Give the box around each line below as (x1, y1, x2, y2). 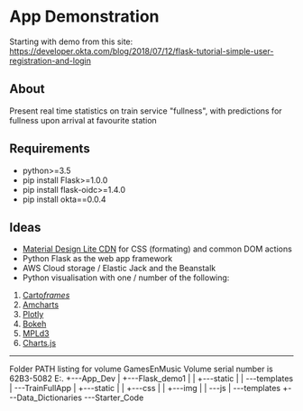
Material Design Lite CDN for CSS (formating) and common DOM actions (22, 243, 293, 254)
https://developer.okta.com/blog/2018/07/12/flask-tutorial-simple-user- (9, 45, 274, 56)
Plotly (22, 309, 44, 320)
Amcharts (22, 299, 60, 310)
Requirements (9, 142, 90, 157)
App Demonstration (9, 6, 160, 27)
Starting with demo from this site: (9, 36, 133, 47)
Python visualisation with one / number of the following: (22, 272, 230, 283)
